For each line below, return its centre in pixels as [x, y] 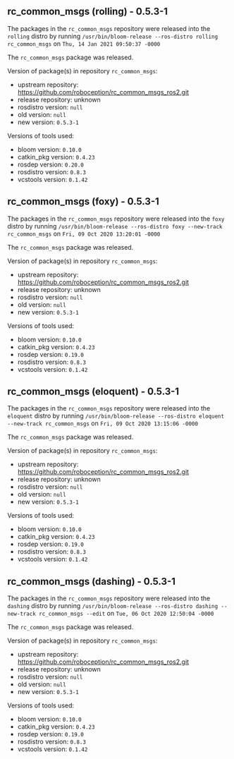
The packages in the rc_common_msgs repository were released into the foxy [116, 219]
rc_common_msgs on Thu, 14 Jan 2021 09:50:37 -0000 [84, 43]
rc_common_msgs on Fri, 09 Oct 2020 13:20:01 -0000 [84, 233]
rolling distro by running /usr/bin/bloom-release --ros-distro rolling [113, 36]
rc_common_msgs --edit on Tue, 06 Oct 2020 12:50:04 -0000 [126, 614]
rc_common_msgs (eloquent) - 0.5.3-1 [93, 392]
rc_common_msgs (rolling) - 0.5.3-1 [87, 12]
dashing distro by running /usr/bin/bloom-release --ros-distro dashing [113, 606]
